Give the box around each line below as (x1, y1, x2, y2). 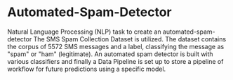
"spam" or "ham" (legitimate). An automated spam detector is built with (7, 50, 213, 58)
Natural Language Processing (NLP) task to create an (7, 27, 161, 36)
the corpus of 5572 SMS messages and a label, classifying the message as (7, 42, 225, 51)
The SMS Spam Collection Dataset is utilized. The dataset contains (33, 34, 227, 43)
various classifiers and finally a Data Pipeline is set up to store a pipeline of (7, 57, 224, 65)
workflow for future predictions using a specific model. (7, 65, 166, 73)
